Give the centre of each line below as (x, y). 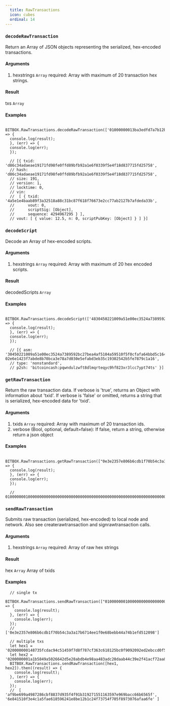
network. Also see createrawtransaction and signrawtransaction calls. (78, 525)
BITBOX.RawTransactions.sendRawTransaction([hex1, (64, 663)
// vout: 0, (28, 206)
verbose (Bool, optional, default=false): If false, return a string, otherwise (89, 429)
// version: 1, (26, 183)
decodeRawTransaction (32, 36)
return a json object (33, 435)
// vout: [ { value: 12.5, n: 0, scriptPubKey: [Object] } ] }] (79, 219)
